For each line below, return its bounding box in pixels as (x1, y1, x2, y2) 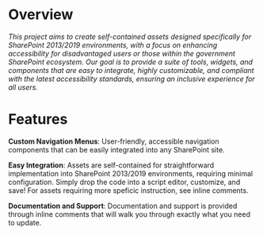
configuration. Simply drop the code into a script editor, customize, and (8, 177, 241, 187)
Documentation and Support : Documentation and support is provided (8, 201, 238, 210)
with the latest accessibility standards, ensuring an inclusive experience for (8, 74, 255, 83)
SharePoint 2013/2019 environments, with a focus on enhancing (8, 40, 218, 49)
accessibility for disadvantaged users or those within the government (8, 48, 236, 58)
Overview (8, 6, 74, 24)
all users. (8, 82, 38, 92)
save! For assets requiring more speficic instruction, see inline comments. (8, 185, 249, 195)
